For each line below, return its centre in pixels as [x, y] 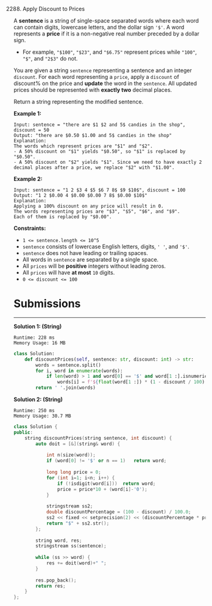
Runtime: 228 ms [34, 338]
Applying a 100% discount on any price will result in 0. [89, 206]
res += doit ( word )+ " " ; [76, 563]
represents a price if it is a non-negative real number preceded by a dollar [107, 34]
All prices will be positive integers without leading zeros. [94, 266]
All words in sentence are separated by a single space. [90, 260]
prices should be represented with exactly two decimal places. [93, 90]
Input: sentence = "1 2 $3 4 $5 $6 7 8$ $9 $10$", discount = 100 [100, 190]
